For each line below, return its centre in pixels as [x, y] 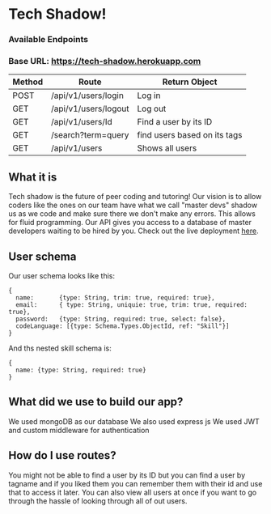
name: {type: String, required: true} [81, 370]
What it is [33, 177]
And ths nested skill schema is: [60, 348]
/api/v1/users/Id [82, 122]
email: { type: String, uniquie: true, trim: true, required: [132, 305]
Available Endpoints [49, 40]
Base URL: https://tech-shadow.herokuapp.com [105, 62]
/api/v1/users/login [87, 96]
